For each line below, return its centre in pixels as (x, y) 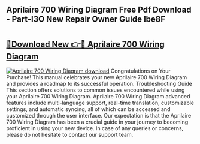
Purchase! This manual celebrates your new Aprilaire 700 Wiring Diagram (97, 77)
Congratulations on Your (140, 71)
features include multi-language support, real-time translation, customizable (100, 103)
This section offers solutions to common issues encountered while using (96, 90)
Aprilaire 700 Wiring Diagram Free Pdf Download (99, 10)
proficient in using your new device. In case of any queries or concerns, (95, 128)
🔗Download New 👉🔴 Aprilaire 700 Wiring (85, 44)
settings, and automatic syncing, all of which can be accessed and (88, 109)
